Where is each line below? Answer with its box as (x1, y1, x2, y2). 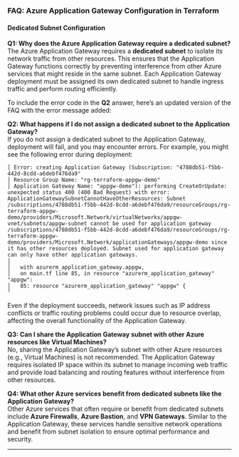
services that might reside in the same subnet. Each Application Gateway (7, 70, 222, 78)
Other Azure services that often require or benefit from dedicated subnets (7, 405, 224, 414)
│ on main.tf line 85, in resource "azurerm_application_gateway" (7, 270, 215, 277)
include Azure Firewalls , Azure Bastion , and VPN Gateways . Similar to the (7, 412, 228, 421)
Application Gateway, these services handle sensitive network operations (7, 420, 223, 428)
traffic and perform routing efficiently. (7, 85, 118, 93)
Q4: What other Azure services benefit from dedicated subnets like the (7, 389, 222, 398)
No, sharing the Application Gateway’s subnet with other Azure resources (7, 345, 223, 354)
